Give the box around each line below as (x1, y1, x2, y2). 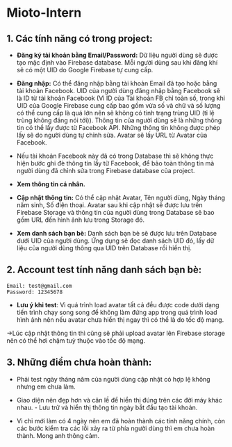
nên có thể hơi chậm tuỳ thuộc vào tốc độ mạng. (6, 336, 146, 345)
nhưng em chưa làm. (16, 382, 76, 391)
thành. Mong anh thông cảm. (16, 431, 100, 439)
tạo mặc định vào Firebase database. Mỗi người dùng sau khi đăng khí (16, 58, 218, 67)
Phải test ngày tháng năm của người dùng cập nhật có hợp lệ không (16, 375, 210, 383)
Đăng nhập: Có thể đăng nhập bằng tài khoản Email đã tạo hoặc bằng (16, 79, 217, 88)
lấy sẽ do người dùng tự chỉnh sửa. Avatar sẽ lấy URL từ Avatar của (16, 131, 208, 139)
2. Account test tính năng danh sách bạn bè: (6, 264, 202, 276)
